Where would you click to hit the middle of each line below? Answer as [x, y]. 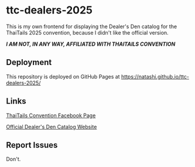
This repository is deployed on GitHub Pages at [63, 76]
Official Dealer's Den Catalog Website [52, 127]
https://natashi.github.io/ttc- [155, 76]
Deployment [29, 62]
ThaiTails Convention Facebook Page [51, 115]
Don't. [13, 159]
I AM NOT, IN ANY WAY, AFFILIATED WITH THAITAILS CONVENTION [91, 44]
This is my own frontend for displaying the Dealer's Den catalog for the [92, 26]
